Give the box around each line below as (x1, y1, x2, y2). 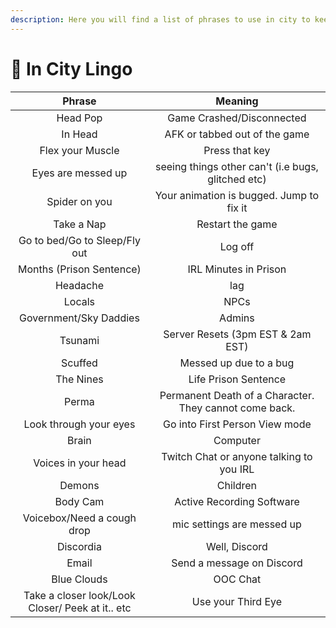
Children (216, 478, 258, 492)
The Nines (55, 372, 104, 386)
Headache (54, 278, 104, 292)
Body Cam (54, 494, 105, 508)
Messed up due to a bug (179, 356, 295, 370)
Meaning (215, 94, 259, 108)
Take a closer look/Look (23, 588, 136, 602)
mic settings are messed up (172, 517, 302, 531)
